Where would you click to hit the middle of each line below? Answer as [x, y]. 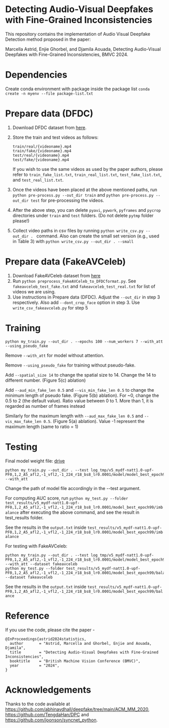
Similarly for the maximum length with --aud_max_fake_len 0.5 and [74, 416]
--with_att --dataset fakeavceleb [41, 564]
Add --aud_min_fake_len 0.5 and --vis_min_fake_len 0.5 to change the [80, 390]
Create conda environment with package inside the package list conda [77, 89]
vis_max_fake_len [23, 421]
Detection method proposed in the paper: [48, 39]
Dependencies [36, 75]
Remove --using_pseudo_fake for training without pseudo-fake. [70, 365]
